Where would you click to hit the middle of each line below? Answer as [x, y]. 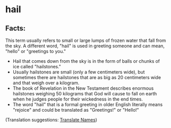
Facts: [15, 28]
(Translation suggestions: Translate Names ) [51, 120]
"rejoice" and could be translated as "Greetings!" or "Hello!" [76, 110]
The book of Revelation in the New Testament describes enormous [83, 88]
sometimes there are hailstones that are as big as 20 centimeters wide [87, 77]
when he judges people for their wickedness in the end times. [78, 99]
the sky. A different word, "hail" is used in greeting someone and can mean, [85, 46]
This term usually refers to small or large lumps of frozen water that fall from [86, 40]
